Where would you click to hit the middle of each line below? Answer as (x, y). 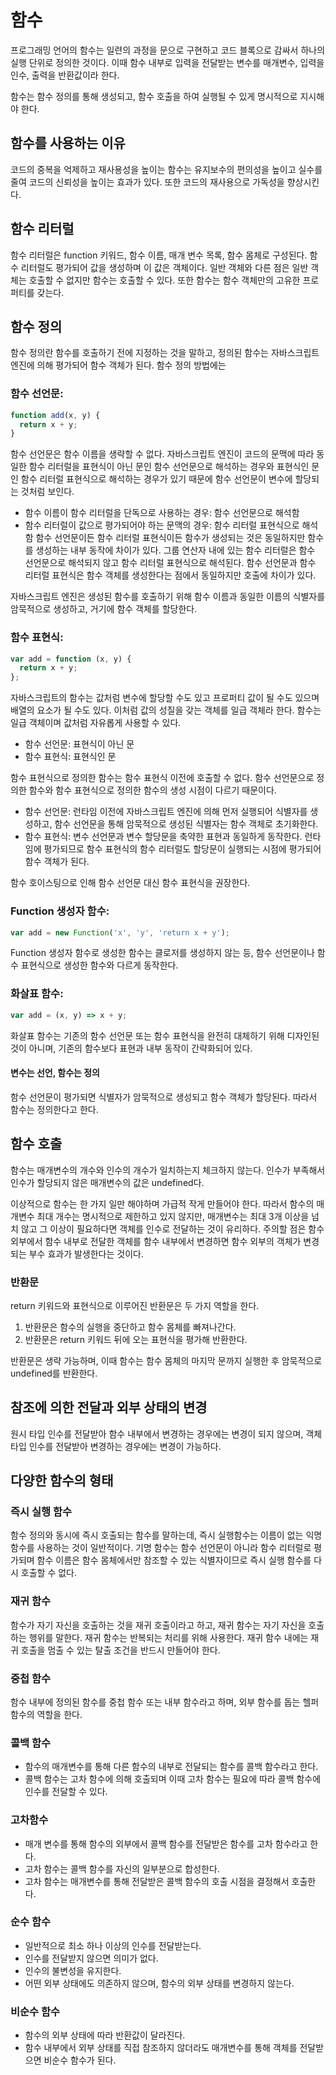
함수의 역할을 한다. (46, 1714)
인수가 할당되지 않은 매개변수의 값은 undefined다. (107, 1182)
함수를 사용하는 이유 (68, 143)
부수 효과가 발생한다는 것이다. (86, 1253)
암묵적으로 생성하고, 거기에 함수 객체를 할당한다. (104, 609)
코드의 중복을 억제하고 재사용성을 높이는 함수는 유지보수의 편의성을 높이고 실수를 (166, 169)
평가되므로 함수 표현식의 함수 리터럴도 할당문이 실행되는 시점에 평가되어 (182, 849)
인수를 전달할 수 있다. (66, 1792)
